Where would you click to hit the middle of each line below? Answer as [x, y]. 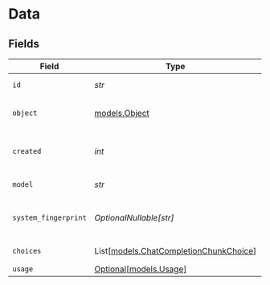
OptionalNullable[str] [134, 218]
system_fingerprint [49, 218]
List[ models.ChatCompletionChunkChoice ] [176, 251]
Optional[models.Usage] [141, 269]
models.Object [122, 113]
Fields [24, 44]
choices [27, 251]
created [27, 151]
